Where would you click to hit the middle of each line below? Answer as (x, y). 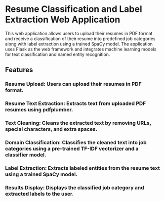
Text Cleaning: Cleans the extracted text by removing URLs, (78, 123)
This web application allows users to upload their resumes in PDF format (79, 33)
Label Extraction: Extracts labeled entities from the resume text (82, 168)
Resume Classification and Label (74, 9)
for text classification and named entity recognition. (58, 54)
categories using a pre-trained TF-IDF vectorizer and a (72, 149)
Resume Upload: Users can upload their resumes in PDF (73, 84)
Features (19, 70)
